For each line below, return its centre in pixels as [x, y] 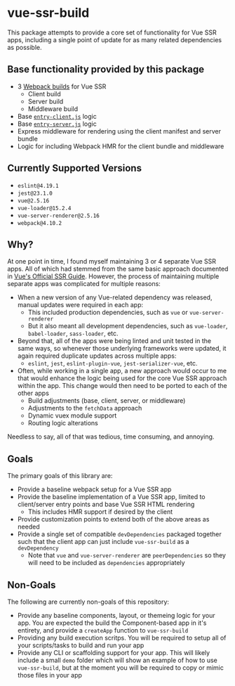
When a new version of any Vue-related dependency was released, [115, 297]
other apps [33, 393]
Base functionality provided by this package [106, 69]
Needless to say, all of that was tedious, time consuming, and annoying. [111, 436]
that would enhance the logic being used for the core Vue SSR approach [122, 378]
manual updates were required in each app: [80, 305]
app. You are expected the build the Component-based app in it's [112, 623]
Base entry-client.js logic [57, 116]
